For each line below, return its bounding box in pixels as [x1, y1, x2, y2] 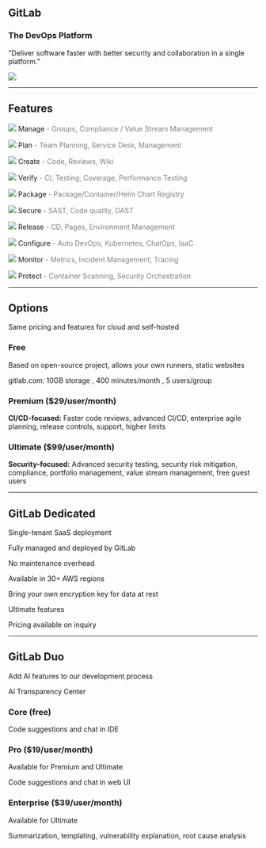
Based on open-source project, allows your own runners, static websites [8, 360, 245, 369]
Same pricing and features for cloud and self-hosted [8, 323, 180, 332]
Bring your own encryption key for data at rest [8, 590, 158, 599]
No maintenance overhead [8, 559, 95, 568]
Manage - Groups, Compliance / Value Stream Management [17, 124, 214, 133]
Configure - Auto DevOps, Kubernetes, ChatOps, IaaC [17, 238, 194, 248]
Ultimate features [8, 605, 65, 614]
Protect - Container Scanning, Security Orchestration [17, 271, 192, 281]
